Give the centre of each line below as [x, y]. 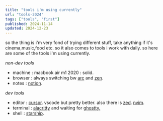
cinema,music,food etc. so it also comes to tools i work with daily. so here [82, 48]
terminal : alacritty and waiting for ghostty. [56, 108]
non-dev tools [20, 63]
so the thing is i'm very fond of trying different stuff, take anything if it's [79, 42]
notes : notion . [27, 83]
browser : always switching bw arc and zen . [58, 78]
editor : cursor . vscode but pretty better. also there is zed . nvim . [78, 102]
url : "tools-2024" [24, 14]
